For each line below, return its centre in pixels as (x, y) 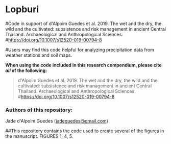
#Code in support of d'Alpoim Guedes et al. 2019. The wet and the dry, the (83, 23)
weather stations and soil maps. (39, 55)
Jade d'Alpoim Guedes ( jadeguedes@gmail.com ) (57, 121)
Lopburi (22, 9)
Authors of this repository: (39, 110)
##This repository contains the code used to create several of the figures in (85, 131)
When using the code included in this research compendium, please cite (83, 65)
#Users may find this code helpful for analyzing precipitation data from (80, 50)
